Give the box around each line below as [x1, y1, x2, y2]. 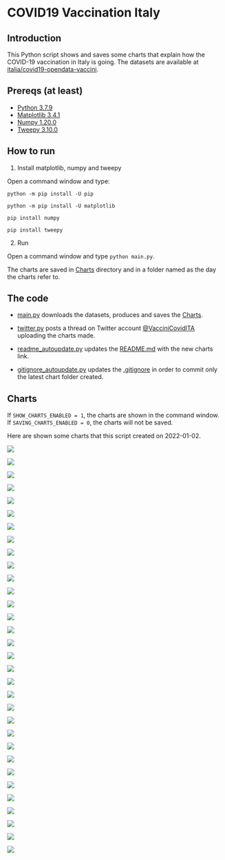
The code [7, 293, 49, 305]
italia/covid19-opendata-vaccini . [7, 65, 98, 73]
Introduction [7, 32, 62, 44]
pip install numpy [7, 214, 60, 221]
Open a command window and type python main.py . [7, 252, 155, 260]
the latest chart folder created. [17, 373, 104, 381]
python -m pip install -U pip [7, 190, 94, 197]
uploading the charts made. [17, 331, 96, 340]
